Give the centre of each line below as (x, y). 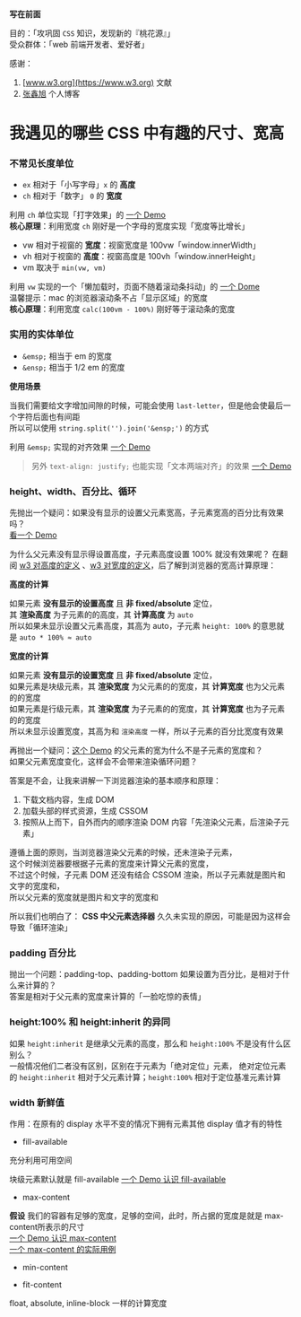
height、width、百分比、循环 (73, 491)
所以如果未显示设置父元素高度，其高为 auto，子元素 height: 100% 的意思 (143, 626)
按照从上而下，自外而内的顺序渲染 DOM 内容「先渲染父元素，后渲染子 (152, 822)
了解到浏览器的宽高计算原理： (220, 565)
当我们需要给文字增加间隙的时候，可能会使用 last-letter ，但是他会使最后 (146, 405)
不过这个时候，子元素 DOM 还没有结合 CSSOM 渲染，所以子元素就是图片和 (147, 875)
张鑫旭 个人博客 (51, 94)
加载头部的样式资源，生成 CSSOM (85, 811)
